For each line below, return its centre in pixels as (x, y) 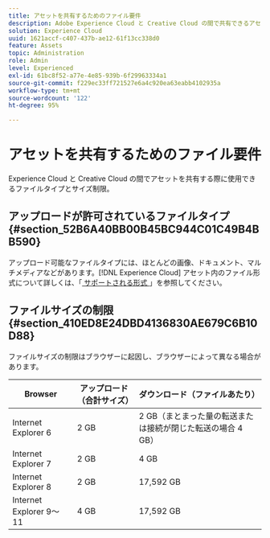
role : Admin (28, 61)
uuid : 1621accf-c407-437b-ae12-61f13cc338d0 (84, 38)
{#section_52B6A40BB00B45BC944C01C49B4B (134, 230)
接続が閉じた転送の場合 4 (195, 428)
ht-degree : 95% (34, 105)
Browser (41, 393)
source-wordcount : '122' (50, 98)
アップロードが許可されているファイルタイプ (119, 217)
